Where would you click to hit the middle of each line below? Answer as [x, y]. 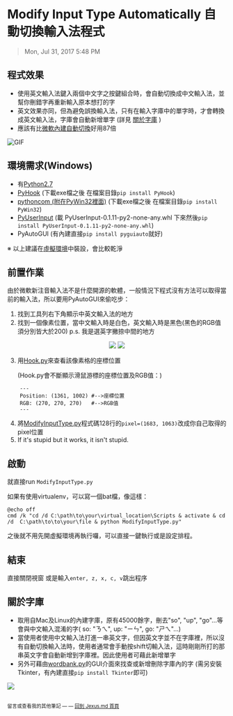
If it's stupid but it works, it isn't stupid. [73, 440]
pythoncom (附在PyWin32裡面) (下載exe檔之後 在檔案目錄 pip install [117, 201]
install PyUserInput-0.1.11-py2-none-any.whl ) [86, 225]
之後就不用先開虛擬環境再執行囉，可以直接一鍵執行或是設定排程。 [102, 536]
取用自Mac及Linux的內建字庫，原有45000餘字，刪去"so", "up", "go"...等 [120, 620]
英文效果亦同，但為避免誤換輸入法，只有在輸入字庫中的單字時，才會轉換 [121, 111]
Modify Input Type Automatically [104, 14]
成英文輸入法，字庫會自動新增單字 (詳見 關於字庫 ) [89, 119]
